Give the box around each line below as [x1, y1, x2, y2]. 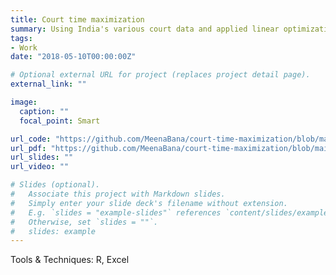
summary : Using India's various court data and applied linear [10, 24, 280, 34]
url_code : [10, 134, 52, 144]
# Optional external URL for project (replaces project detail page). [10, 70, 311, 80]
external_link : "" [10, 79, 87, 90]
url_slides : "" [10, 152, 74, 163]
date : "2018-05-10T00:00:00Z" [10, 52, 137, 62]
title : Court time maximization [10, 14, 145, 25]
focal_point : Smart [19, 116, 101, 126]
